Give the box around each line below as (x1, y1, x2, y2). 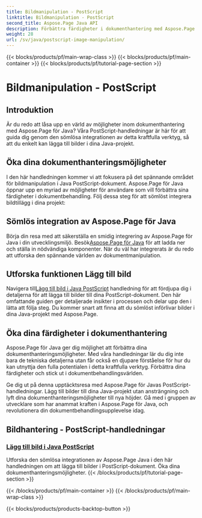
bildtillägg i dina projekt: (6, 199, 66, 206)
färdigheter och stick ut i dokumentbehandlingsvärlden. (6, 370, 144, 377)
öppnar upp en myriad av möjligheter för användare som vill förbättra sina (6, 186, 189, 193)
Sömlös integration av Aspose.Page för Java (6, 216, 176, 226)
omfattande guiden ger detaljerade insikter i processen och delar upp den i (6, 298, 192, 305)
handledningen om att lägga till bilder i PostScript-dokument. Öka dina (6, 462, 180, 470)
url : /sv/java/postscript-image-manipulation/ (6, 37, 125, 43)
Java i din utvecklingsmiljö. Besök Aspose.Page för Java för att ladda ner (6, 239, 185, 246)
